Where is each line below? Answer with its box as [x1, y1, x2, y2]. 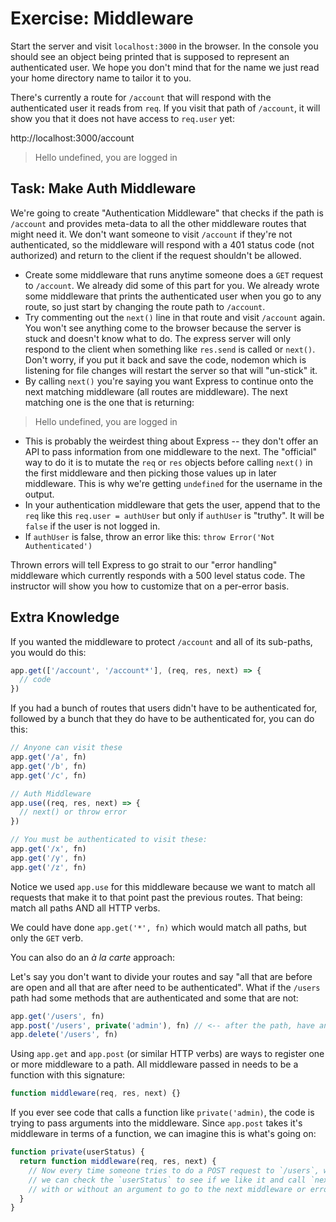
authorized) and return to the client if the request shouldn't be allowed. [10, 249, 302, 261]
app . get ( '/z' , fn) [10, 862, 87, 872]
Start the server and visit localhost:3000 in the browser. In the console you [10, 40, 319, 52]
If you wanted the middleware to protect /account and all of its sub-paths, [10, 635, 313, 647]
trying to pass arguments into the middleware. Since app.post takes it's [10, 1117, 303, 1129]
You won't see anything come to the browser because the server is [24, 322, 302, 334]
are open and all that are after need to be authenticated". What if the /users [10, 981, 321, 993]
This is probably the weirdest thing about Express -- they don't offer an [24, 435, 319, 447]
